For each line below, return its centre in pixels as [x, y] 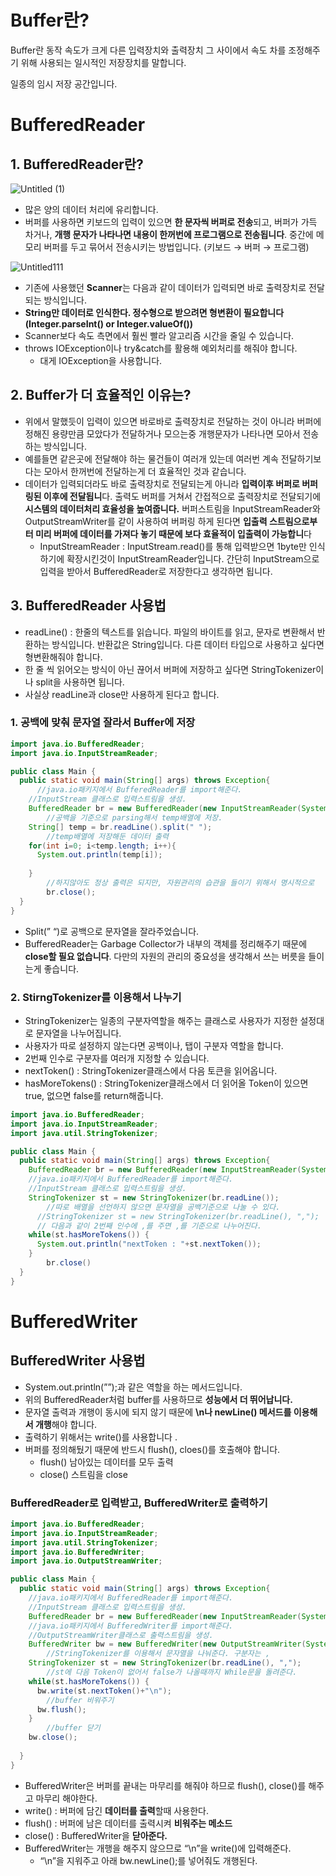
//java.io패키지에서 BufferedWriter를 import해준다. [131, 1626]
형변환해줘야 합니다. [63, 657]
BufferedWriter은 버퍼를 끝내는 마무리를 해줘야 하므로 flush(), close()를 [165, 1785]
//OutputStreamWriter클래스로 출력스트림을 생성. [121, 1635]
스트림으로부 [293, 521]
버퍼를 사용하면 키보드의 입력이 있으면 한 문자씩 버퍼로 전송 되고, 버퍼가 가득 [171, 222]
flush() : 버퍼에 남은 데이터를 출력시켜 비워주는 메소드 [128, 1823]
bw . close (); [53, 1737]
